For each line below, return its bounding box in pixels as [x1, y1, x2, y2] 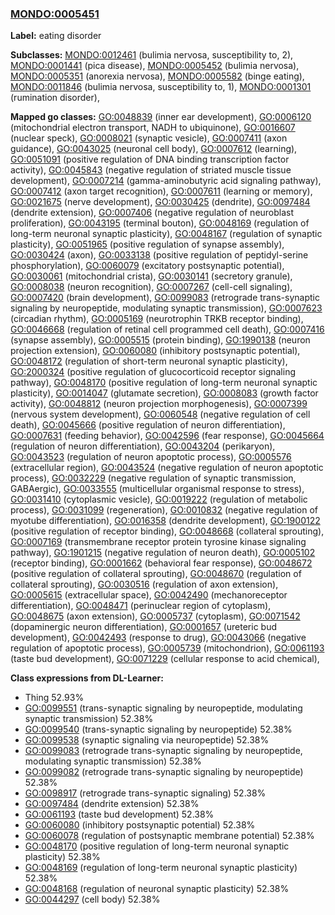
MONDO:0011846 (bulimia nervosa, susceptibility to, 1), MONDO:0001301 [10, 81, 312, 93]
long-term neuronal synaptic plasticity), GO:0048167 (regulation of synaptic [10, 228, 323, 240]
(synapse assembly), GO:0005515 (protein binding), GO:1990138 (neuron [10, 334, 311, 346]
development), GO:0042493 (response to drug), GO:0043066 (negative [10, 632, 307, 644]
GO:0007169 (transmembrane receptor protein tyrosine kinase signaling [10, 536, 307, 548]
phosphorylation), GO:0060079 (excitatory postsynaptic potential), [10, 260, 285, 272]
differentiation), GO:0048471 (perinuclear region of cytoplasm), [10, 600, 272, 612]
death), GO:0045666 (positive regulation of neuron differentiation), [10, 419, 286, 431]
